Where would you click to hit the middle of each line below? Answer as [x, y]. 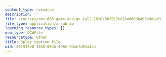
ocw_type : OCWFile [24, 33]
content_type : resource [30, 10]
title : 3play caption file [33, 42]
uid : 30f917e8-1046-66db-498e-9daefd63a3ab [51, 47]
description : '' [22, 14]
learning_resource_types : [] [35, 28]
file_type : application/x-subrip [40, 24]
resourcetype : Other [26, 38]
